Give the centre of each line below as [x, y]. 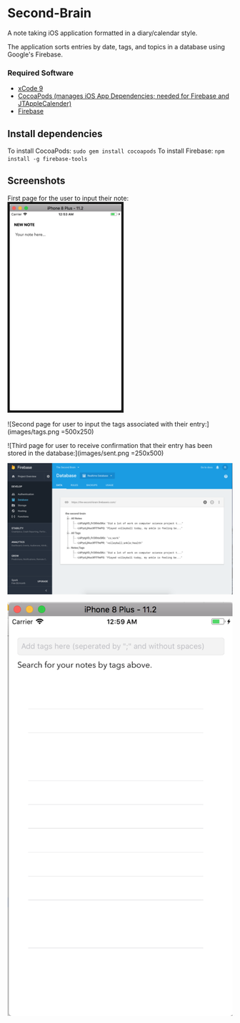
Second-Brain [49, 13]
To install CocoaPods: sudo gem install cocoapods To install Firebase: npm [116, 151]
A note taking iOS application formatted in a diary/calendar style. [102, 33]
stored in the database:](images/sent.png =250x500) [86, 453]
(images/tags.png [33, 431]
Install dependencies [55, 134]
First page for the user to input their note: [68, 198]
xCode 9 [30, 89]
